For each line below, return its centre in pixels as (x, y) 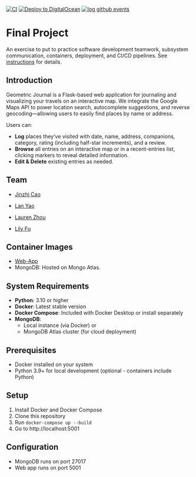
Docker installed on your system (54, 364)
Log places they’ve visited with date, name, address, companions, (95, 136)
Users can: (19, 125)
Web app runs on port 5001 (48, 468)
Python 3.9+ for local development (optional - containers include (93, 371)
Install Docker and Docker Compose (58, 410)
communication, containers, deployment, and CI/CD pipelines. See (87, 55)
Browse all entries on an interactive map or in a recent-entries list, (95, 149)
